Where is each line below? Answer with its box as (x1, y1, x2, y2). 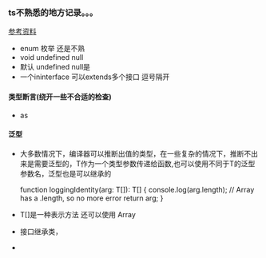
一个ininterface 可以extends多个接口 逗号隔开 (19, 72, 170, 81)
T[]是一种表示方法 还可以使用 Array (19, 209, 136, 219)
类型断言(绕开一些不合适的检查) (8, 92, 112, 101)
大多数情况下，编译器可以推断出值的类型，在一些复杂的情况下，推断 (19, 149, 244, 158)
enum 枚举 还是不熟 (19, 44, 85, 54)
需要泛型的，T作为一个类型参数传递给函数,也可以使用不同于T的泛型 (34, 158, 256, 169)
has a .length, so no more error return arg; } (19, 193, 164, 203)
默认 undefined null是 (19, 62, 90, 72)
